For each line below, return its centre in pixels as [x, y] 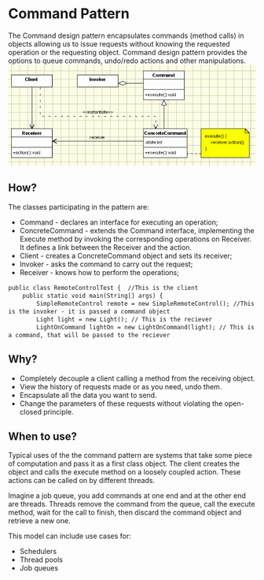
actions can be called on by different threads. [82, 481]
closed [30, 411]
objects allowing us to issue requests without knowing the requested [119, 43]
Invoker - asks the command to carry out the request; [106, 264]
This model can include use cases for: [70, 536]
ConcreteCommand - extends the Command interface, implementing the [137, 230]
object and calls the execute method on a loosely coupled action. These [125, 472]
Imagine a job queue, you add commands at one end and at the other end [127, 496]
